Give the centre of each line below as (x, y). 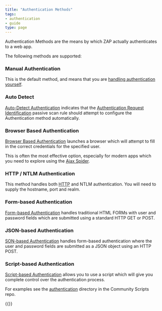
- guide (13, 23)
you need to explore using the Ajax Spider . (47, 161)
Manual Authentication (33, 69)
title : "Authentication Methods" (39, 9)
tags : (10, 14)
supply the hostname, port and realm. (43, 189)
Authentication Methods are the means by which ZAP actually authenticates (81, 41)
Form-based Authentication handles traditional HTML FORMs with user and (81, 213)
